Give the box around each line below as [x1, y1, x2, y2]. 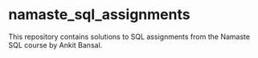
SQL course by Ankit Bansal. [8, 40, 103, 49]
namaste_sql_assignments [8, 6, 190, 24]
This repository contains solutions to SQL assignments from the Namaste [8, 32, 251, 41]
